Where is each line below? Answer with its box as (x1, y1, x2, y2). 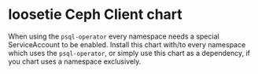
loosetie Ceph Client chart (8, 6, 182, 24)
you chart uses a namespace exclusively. (8, 57, 142, 66)
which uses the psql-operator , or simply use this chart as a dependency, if (8, 48, 250, 57)
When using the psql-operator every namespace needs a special (8, 31, 219, 41)
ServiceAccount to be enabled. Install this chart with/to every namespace (8, 39, 246, 49)
